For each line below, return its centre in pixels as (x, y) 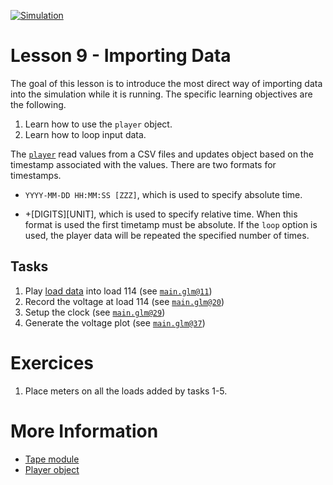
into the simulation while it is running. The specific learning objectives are (161, 94)
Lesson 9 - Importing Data (121, 56)
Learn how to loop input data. (85, 134)
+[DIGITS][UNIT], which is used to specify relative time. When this (161, 214)
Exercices (52, 362)
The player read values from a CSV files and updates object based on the (162, 154)
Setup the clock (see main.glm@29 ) (95, 312)
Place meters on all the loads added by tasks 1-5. (126, 391)
